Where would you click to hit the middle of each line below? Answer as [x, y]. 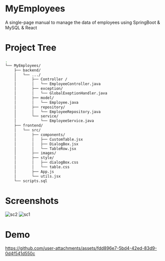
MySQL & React [21, 27]
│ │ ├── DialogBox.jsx [46, 144]
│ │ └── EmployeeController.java [57, 84]
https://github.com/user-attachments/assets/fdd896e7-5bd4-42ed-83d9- [81, 248]
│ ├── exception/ [39, 89]
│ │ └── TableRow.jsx [45, 149]
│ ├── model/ [34, 98]
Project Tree [31, 48]
